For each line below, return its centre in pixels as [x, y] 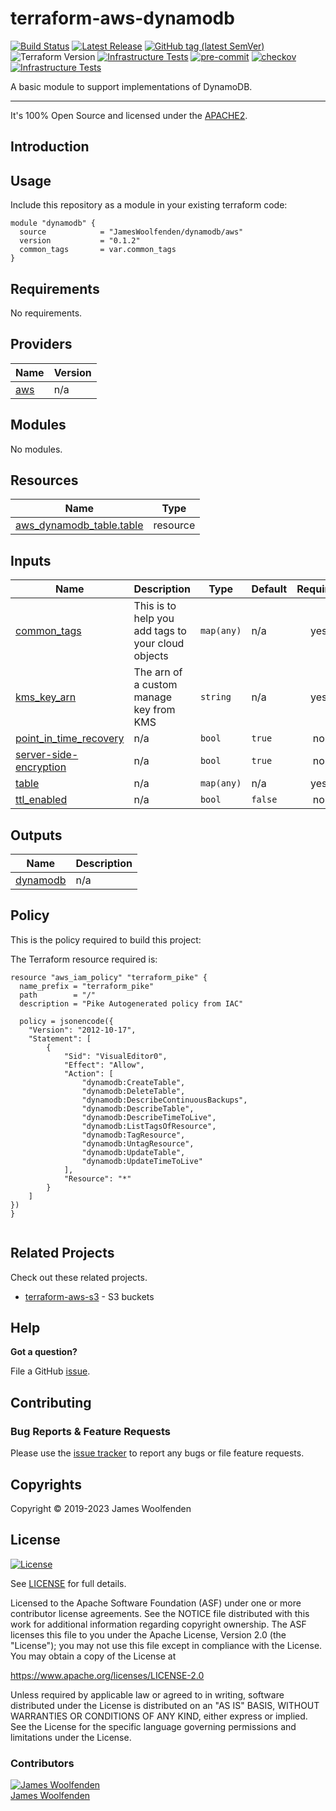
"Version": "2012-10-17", [82, 1030]
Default [269, 589]
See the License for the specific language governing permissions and [153, 1726]
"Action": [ [88, 1073]
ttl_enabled [41, 800]
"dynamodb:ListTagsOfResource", [149, 1126]
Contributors [42, 1763]
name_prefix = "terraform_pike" [87, 986]
